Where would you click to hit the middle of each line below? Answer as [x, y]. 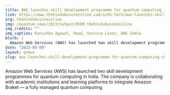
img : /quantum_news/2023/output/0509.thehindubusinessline [69, 24]
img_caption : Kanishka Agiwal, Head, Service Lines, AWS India [73, 33]
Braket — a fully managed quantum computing [54, 87]
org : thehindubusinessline [34, 19]
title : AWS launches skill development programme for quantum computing [83, 10]
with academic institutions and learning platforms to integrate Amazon [78, 82]
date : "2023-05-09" [26, 47]
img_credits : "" [22, 29]
